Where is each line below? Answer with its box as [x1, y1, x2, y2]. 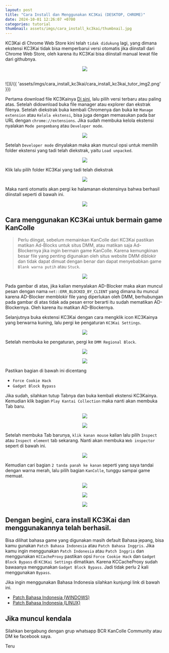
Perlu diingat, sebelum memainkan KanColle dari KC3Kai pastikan [17, 237, 154, 243]
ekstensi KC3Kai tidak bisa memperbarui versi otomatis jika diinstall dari [5, 45, 155, 52]
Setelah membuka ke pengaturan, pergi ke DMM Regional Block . [5, 339, 137, 345]
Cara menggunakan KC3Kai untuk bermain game [5, 215, 162, 224]
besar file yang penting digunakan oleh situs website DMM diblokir [17, 253, 156, 259]
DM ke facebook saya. [5, 633, 52, 639]
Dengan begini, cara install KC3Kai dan [5, 516, 130, 525]
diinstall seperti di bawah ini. [5, 192, 65, 198]
